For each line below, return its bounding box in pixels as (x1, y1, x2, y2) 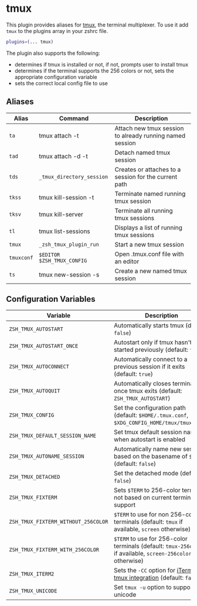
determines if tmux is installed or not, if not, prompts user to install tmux (14, 61, 189, 68)
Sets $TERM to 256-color (114, 486, 181, 494)
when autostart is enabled (114, 435, 186, 444)
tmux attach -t (39, 131, 79, 139)
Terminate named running (114, 189, 186, 198)
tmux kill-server (39, 210, 84, 218)
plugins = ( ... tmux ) (6, 39, 54, 45)
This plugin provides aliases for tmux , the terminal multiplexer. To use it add (6, 21, 189, 28)
